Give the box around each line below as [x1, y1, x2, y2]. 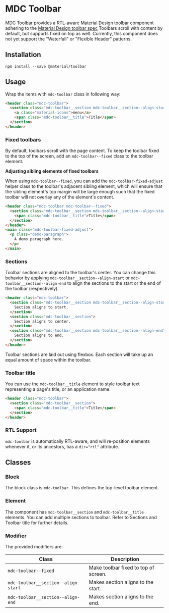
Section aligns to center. [14, 319, 71, 324]
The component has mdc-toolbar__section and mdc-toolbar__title [5, 508, 144, 515]
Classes [5, 458, 31, 467]
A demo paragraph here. [14, 237, 64, 242]
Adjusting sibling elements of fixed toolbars [5, 168, 99, 174]
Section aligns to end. [14, 333, 64, 338]
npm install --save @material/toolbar [5, 64, 87, 69]
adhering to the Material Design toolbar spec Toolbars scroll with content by [5, 25, 163, 31]
